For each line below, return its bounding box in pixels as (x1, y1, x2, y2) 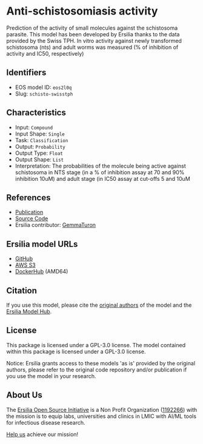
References (6, 192, 51, 203)
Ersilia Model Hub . (6, 308, 52, 315)
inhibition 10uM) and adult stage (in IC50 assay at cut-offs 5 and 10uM (15, 175, 191, 182)
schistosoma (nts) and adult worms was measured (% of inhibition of (6, 44, 179, 51)
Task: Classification (15, 136, 68, 143)
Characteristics (6, 108, 67, 118)
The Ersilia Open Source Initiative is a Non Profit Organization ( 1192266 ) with (6, 406, 198, 413)
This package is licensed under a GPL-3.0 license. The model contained (6, 341, 186, 348)
